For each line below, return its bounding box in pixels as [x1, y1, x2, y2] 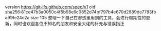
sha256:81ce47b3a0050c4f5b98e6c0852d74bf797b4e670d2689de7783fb [5, 9, 157, 15]
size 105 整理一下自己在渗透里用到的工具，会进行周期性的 [30, 15, 146, 21]
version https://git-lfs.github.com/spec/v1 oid [5, 4, 96, 10]
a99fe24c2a [5, 15, 30, 21]
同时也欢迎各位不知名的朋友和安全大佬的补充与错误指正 [13, 21, 125, 26]
